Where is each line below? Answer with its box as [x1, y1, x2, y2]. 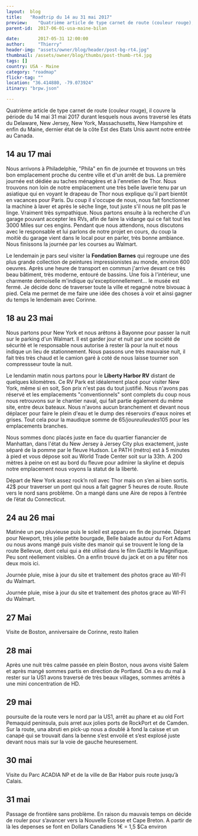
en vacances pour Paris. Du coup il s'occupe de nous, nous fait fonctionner [6, 196, 190, 203]
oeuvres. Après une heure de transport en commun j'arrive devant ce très [6, 264, 186, 271]
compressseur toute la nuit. [6, 360, 73, 367]
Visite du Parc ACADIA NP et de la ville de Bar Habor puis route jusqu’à [6, 771, 178, 778]
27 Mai [6, 613, 31, 623]
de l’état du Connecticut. [6, 495, 66, 502]
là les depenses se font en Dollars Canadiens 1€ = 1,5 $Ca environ [6, 823, 167, 830]
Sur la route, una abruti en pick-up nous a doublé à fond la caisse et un [6, 725, 179, 732]
